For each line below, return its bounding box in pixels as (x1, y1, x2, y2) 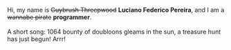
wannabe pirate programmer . (7, 13, 92, 21)
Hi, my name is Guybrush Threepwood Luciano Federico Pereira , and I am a (7, 6, 225, 14)
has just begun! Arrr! (7, 35, 66, 43)
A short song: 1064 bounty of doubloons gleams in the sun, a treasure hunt (7, 27, 221, 36)
